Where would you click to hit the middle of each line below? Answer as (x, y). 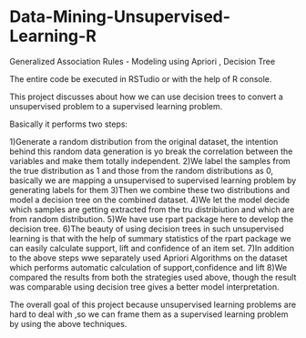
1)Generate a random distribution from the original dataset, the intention (144, 141)
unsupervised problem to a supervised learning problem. (116, 106)
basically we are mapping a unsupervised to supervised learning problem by (153, 180)
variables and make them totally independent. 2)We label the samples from (150, 160)
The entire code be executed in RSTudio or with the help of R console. (141, 78)
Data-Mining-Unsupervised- (120, 17)
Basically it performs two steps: (69, 124)
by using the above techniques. (68, 323)
